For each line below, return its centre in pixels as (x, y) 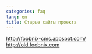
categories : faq (26, 11)
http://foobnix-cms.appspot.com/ (46, 39)
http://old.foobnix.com (33, 45)
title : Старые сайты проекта (41, 22)
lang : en (17, 17)
